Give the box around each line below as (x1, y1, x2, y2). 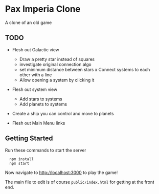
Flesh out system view (12, 86, 58, 92)
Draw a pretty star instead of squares (19, 56, 95, 62)
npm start (9, 161, 29, 166)
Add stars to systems (19, 96, 63, 102)
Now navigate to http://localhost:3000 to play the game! (5, 170, 118, 175)
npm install (9, 156, 34, 162)
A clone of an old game (5, 20, 52, 25)
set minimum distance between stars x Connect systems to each (19, 66, 150, 72)
